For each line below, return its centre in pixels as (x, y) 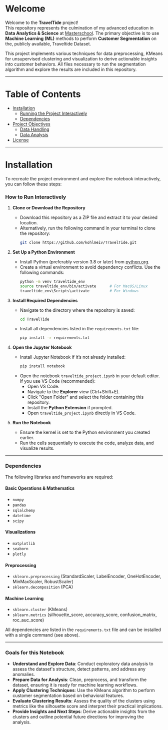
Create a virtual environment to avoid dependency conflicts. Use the (90, 267)
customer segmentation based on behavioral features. (68, 696)
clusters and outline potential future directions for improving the (78, 717)
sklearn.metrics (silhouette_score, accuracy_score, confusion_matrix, (84, 615)
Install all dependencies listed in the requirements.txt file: (79, 329)
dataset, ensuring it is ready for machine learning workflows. (75, 685)
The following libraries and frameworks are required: (59, 477)
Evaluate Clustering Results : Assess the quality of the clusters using (83, 701)
